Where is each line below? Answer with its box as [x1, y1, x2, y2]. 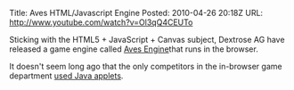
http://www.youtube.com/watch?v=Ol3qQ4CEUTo [9, 17, 193, 28]
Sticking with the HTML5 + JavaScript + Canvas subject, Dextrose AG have [9, 35, 285, 45]
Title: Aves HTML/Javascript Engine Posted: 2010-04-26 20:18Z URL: [9, 8, 264, 18]
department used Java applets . [9, 70, 124, 81]
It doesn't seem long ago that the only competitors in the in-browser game [9, 61, 282, 71]
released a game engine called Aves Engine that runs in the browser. [9, 44, 258, 54]
